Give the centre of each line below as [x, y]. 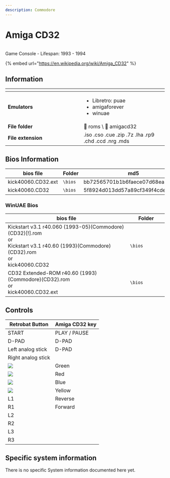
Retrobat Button [29, 325]
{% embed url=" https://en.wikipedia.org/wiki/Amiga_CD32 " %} [71, 63]
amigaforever [108, 107]
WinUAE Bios [22, 206]
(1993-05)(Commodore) [94, 227]
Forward [65, 407]
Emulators [20, 107]
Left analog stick [27, 349]
